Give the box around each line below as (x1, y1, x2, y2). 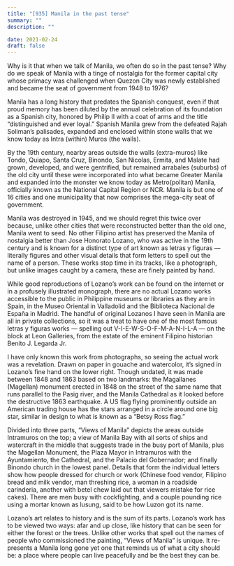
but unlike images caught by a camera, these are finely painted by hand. (7, 266, 215, 275)
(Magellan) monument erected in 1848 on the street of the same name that (7, 382, 222, 391)
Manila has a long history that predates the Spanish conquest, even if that (7, 97, 219, 106)
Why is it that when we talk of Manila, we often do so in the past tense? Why (7, 62, 227, 70)
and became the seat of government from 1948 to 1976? (7, 84, 169, 92)
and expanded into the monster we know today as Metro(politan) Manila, (7, 178, 217, 186)
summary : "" (7, 17, 42, 24)
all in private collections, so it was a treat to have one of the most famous (7, 317, 218, 326)
